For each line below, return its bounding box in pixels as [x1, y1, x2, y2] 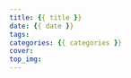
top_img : [9, 55, 42, 64]
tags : [9, 30, 30, 39]
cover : [9, 47, 34, 56]
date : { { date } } [9, 22, 74, 30]
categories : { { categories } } [9, 38, 123, 48]
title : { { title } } [9, 13, 83, 22]
